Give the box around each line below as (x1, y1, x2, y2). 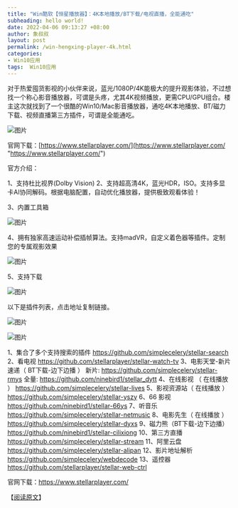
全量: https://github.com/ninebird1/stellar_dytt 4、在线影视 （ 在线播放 (23, 375, 229, 383)
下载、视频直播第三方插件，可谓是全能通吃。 (7, 110, 139, 119)
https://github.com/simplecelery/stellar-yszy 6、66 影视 (7, 393, 172, 401)
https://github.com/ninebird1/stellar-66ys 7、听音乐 (7, 401, 158, 410)
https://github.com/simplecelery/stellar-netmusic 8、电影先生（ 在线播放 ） (7, 410, 229, 419)
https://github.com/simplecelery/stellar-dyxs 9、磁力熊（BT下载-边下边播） (7, 419, 229, 427)
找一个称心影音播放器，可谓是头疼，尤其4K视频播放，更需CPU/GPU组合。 (7, 93, 225, 101)
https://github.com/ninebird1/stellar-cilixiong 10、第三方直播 (7, 428, 183, 437)
